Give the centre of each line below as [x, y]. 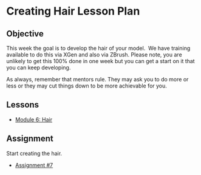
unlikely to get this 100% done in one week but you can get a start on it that [101, 61]
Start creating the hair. [34, 153]
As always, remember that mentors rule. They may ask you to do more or [97, 79]
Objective [25, 34]
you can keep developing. [39, 67]
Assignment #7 [34, 165]
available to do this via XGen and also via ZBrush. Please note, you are [94, 55]
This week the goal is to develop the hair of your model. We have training [98, 48]
